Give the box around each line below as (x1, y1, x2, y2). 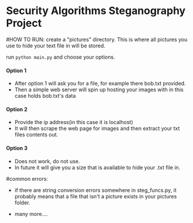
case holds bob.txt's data (14, 92, 76, 100)
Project (6, 16, 42, 30)
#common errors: (6, 175, 49, 182)
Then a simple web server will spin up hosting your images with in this (14, 86, 184, 93)
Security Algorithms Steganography (6, 4, 186, 18)
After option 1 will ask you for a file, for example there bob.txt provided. (14, 80, 186, 87)
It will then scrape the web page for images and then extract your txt (14, 125, 180, 132)
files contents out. (14, 131, 58, 138)
